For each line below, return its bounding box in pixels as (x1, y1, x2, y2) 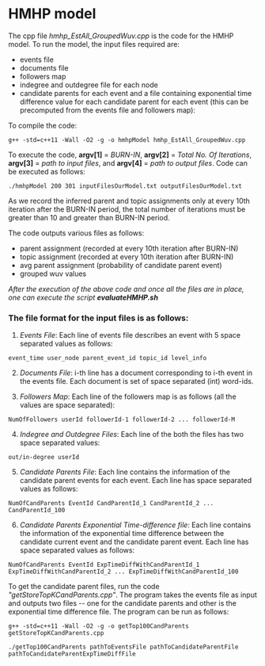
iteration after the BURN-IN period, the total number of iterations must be (8, 204, 246, 214)
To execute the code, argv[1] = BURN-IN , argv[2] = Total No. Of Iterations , (8, 150, 252, 159)
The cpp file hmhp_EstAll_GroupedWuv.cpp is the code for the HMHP (8, 31, 234, 40)
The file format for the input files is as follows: (8, 312, 189, 323)
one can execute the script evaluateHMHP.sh (8, 293, 158, 302)
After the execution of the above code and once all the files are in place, (8, 284, 244, 293)
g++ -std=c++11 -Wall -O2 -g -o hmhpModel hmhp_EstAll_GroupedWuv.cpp (8, 136, 246, 144)
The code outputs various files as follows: (8, 228, 145, 238)
